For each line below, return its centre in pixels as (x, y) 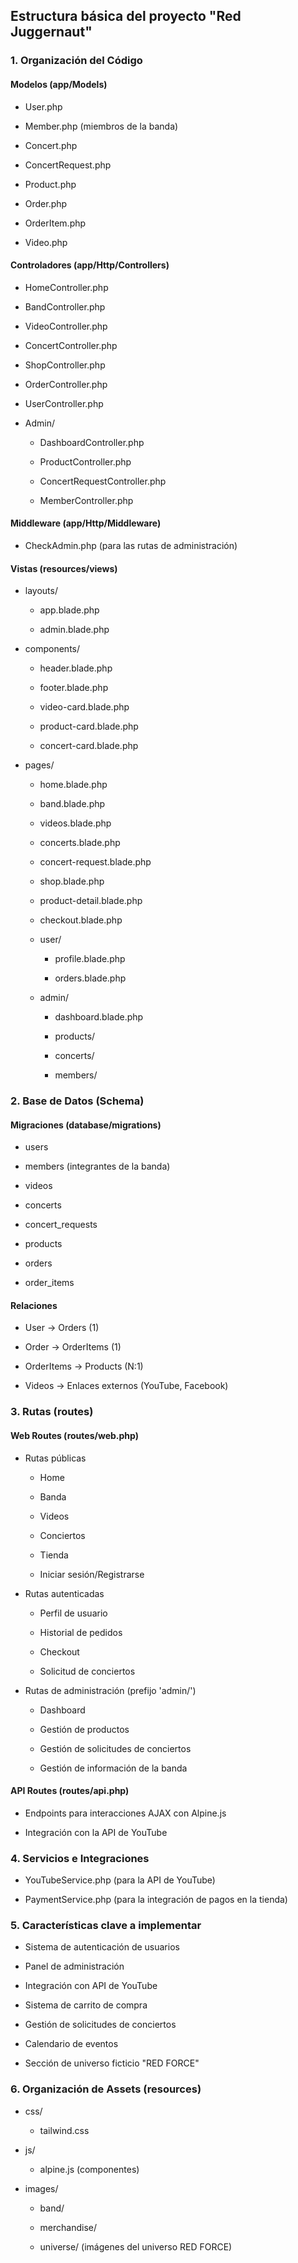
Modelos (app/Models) (59, 84)
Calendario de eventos (71, 2044)
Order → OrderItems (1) (73, 1347)
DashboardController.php (92, 442)
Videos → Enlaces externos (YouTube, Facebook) (126, 1386)
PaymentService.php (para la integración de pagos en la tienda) (156, 1900)
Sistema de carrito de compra (86, 2005)
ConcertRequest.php (68, 165)
